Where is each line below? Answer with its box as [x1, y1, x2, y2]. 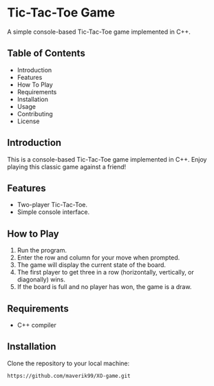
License [17, 117, 40, 125]
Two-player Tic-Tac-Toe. [17, 201, 88, 209]
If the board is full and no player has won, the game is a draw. [17, 283, 192, 291]
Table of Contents [7, 47, 86, 59]
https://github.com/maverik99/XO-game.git [7, 372, 131, 379]
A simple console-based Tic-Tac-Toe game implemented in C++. [7, 28, 191, 36]
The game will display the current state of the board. [17, 261, 167, 269]
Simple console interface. [17, 208, 90, 216]
